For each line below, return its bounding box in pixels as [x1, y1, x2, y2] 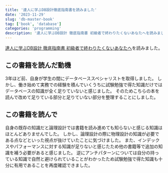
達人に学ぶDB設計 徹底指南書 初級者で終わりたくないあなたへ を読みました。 [5, 45, 163, 51]
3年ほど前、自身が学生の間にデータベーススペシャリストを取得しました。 [5, 75, 156, 81]
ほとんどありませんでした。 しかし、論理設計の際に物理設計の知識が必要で [5, 131, 159, 137]
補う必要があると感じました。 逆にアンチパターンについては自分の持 [13, 149, 155, 155]
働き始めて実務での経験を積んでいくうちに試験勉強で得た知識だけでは [18, 81, 163, 88]
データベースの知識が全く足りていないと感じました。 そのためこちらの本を [5, 88, 160, 94]
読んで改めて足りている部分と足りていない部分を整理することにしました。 [5, 94, 158, 100]
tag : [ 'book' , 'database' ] [5, 21, 61, 27]
